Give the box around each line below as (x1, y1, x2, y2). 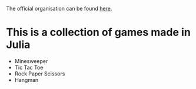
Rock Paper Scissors (14, 70, 65, 77)
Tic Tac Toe (14, 64, 44, 71)
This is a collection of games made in (6, 26, 191, 39)
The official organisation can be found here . (6, 5, 112, 12)
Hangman (14, 76, 39, 83)
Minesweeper (14, 57, 48, 64)
